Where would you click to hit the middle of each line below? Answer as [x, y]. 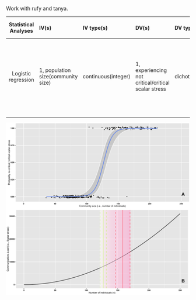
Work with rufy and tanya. [37, 8]
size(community [58, 77]
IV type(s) [95, 27]
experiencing [151, 70]
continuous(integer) [106, 77]
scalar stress [150, 89]
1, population [55, 70]
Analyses [21, 31]
